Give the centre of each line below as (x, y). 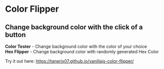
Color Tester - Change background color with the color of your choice (76, 46)
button (15, 34)
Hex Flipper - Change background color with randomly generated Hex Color (82, 52)
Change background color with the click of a (74, 27)
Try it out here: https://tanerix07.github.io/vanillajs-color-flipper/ (70, 61)
